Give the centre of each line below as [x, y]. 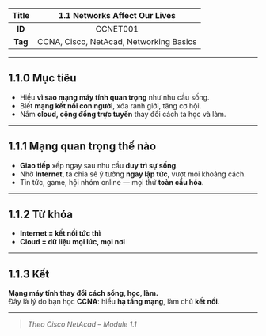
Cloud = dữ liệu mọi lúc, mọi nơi [72, 242]
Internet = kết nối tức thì [60, 233]
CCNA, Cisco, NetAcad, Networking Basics [117, 42]
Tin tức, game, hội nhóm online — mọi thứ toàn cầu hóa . [112, 182]
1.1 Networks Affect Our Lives [117, 15]
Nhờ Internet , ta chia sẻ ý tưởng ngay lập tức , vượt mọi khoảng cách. [133, 174]
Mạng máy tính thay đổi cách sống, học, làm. [83, 293]
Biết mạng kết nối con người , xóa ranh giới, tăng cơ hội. [110, 105]
